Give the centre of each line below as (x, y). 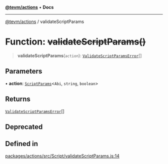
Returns (18, 99)
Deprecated (24, 127)
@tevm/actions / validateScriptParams (44, 21)
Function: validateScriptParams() (75, 42)
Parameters (24, 71)
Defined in (22, 144)
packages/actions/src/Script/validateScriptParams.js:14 (62, 156)
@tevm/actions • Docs (29, 7)
